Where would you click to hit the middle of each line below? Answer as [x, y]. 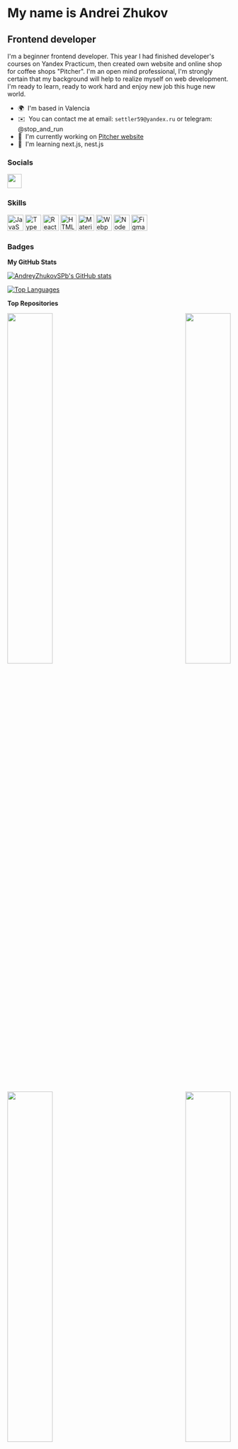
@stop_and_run [40, 129]
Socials [20, 162]
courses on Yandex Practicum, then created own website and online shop [115, 64]
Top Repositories [33, 303]
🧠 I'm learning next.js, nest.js [61, 144]
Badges [21, 246]
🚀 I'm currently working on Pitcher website [80, 137]
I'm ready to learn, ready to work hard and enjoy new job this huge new [112, 86]
